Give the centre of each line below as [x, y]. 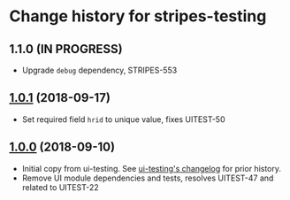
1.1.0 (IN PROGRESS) [66, 49]
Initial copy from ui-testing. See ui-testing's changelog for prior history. [151, 168]
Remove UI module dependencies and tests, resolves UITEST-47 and [148, 178]
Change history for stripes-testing [138, 16]
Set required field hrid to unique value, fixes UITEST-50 [123, 119]
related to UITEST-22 [60, 187]
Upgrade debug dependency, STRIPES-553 [99, 70]
